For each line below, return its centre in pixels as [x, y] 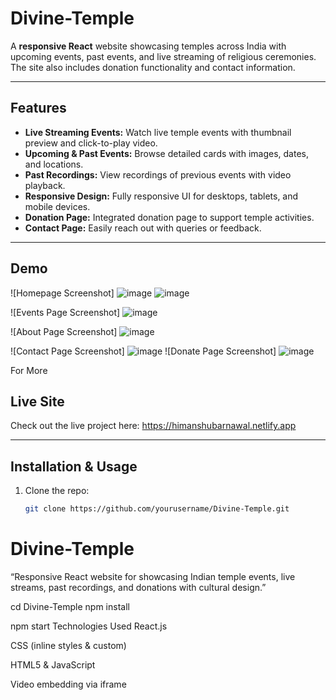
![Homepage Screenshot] [62, 293]
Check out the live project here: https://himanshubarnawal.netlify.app [153, 426]
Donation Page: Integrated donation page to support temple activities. [169, 217]
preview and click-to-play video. [91, 143]
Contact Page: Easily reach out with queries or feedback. [143, 228]
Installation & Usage [74, 466]
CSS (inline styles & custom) [68, 645]
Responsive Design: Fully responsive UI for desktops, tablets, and [161, 196]
